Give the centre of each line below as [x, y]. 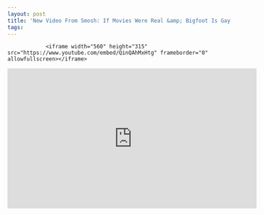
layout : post [27, 14]
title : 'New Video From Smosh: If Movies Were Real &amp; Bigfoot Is [113, 21]
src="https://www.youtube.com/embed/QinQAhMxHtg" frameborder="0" [108, 53]
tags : [15, 27]
